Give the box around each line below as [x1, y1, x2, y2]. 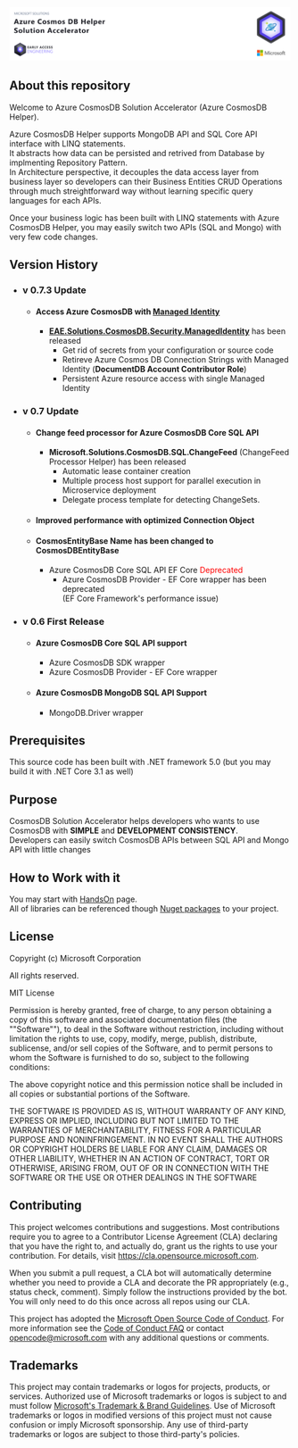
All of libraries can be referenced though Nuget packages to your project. [9, 903, 279, 913]
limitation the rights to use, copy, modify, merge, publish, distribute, [9, 1033, 257, 1044]
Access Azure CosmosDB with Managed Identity [35, 306, 220, 317]
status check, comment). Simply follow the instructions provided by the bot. [9, 1286, 288, 1297]
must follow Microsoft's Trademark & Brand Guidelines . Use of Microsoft [9, 1401, 276, 1411]
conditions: [9, 1061, 51, 1072]
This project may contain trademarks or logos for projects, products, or [9, 1382, 270, 1393]
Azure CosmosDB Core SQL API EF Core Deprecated [48, 565, 244, 576]
